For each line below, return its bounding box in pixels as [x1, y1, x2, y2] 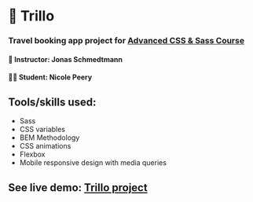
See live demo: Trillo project [8, 181, 148, 194]
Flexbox [19, 149, 46, 160]
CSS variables [19, 125, 65, 134]
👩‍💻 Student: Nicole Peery [8, 72, 93, 82]
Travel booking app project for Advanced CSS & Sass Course [8, 35, 245, 46]
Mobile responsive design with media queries [19, 158, 167, 167]
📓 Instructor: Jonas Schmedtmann [8, 54, 123, 64]
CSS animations [19, 141, 71, 151]
